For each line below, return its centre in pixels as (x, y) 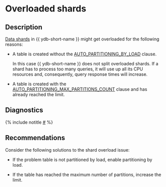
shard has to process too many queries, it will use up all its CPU (78, 69)
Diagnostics (24, 110)
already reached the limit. (38, 94)
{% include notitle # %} (29, 122)
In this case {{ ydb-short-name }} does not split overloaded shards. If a (85, 64)
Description (24, 27)
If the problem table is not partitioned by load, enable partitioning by (82, 160)
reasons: (14, 44)
